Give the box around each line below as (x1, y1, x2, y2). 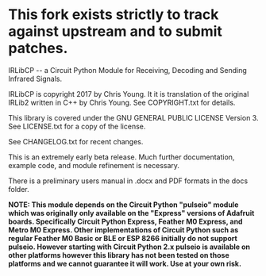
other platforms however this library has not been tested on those (8, 250, 229, 259)
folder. (8, 184, 29, 194)
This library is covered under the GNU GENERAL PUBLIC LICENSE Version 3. (8, 113, 259, 122)
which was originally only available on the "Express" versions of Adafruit (8, 208, 255, 217)
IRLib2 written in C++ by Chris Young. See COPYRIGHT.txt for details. (8, 98, 236, 107)
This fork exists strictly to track (8, 6, 219, 24)
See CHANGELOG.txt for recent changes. (8, 136, 144, 146)
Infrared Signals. (8, 74, 62, 83)
